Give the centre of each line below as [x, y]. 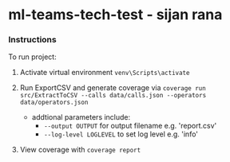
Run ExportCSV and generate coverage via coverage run [113, 88]
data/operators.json [54, 103]
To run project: [33, 57]
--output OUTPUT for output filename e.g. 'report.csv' [130, 126]
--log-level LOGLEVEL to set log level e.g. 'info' [121, 134]
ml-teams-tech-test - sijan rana [115, 15]
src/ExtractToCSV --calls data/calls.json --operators [113, 96]
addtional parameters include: [81, 117]
